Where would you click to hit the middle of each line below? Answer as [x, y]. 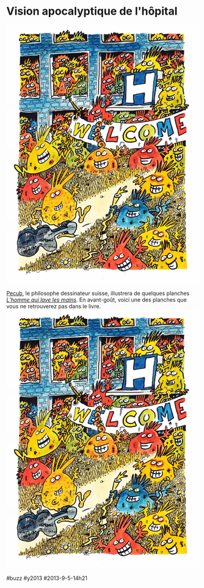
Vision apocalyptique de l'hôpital [92, 11]
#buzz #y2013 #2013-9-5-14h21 [47, 578]
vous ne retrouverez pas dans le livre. [54, 307]
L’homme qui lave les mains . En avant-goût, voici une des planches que [97, 300]
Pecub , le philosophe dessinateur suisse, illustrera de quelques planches [98, 293]
